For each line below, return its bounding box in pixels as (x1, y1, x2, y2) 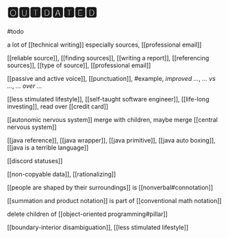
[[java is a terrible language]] (7, 143, 89, 152)
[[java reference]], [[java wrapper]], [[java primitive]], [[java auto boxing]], (7, 136, 216, 144)
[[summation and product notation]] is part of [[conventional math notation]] (7, 196, 222, 204)
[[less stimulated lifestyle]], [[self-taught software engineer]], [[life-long (7, 95, 210, 103)
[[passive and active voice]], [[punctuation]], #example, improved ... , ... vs (7, 74, 216, 82)
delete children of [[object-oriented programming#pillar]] (7, 210, 168, 218)
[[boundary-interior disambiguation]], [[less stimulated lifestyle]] (7, 223, 189, 231)
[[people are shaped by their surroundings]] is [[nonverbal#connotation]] (7, 183, 214, 191)
